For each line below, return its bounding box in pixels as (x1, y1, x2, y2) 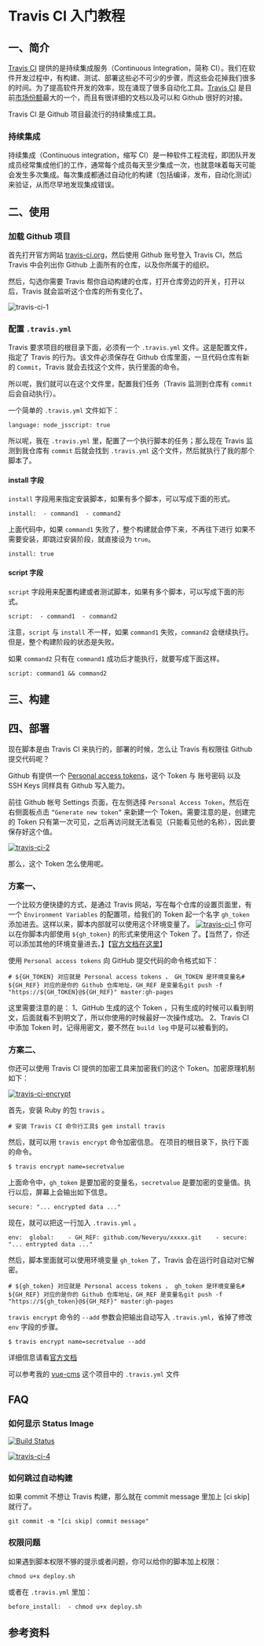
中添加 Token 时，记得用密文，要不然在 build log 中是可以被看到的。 (8, 1023, 233, 1032)
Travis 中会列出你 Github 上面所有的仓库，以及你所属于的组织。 (8, 260, 214, 269)
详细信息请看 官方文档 (8, 1353, 77, 1362)
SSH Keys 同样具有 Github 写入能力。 (8, 781, 130, 790)
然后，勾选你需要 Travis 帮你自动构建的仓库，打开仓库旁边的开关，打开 (8, 276, 238, 286)
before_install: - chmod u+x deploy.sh (8, 1603, 143, 1611)
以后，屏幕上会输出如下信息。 (14, 1187, 112, 1197)
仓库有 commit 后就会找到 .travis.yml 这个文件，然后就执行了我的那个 (28, 446, 255, 456)
